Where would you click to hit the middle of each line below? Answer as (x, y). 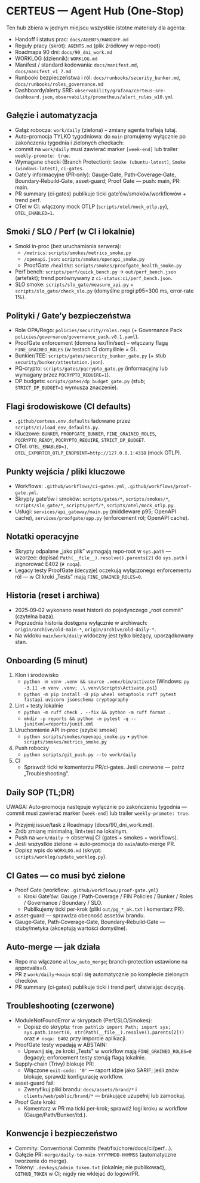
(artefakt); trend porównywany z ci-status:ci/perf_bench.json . (93, 278)
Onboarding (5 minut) (47, 661)
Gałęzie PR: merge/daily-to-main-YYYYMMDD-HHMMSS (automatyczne (96, 1154)
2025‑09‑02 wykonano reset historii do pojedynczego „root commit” (99, 610)
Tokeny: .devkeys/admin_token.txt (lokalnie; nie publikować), (90, 1167)
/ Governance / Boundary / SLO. (63, 903)
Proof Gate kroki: (36, 1102)
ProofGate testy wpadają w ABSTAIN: (61, 1044)
